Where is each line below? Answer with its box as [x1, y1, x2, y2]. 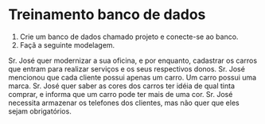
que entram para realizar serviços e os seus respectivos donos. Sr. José [8, 64, 245, 73]
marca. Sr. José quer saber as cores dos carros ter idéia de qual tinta [8, 81, 236, 91]
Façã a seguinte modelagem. [19, 40, 115, 49]
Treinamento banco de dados [8, 6, 206, 24]
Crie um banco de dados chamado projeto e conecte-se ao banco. [19, 32, 239, 41]
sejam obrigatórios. [8, 106, 72, 116]
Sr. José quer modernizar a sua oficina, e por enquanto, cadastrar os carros [8, 56, 257, 65]
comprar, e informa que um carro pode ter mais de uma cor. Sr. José [8, 89, 233, 99]
